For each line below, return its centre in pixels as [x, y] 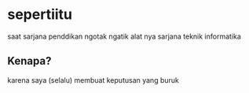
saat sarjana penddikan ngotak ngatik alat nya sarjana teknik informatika [124, 36]
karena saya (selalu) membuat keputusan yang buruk [93, 80]
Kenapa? [29, 61]
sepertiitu [40, 15]
